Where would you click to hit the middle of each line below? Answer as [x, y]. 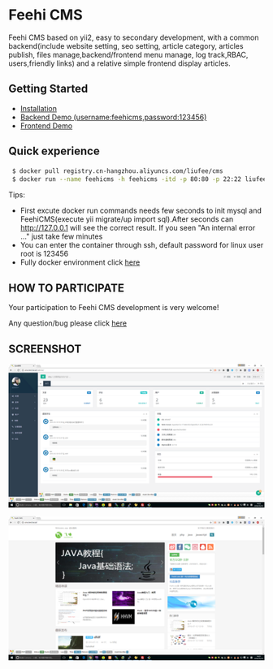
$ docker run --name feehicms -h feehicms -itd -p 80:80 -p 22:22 [127, 179]
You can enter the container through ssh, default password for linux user [142, 245]
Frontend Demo [46, 125]
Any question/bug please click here [68, 323]
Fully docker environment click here [80, 262]
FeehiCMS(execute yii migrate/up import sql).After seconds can [127, 219]
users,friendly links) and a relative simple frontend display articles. [119, 63]
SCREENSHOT [45, 349]
